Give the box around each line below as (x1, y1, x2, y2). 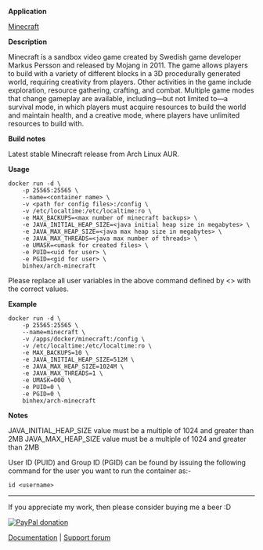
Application (8, 7, 47, 16)
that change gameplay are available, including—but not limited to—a (8, 94, 229, 103)
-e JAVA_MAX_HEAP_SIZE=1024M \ (22, 362, 124, 370)
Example (8, 300, 38, 308)
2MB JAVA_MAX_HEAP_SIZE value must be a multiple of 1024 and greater (8, 435, 247, 443)
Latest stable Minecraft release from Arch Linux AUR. (8, 149, 180, 158)
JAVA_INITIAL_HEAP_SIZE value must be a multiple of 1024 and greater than (8, 426, 254, 435)
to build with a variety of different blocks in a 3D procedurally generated (8, 69, 241, 78)
